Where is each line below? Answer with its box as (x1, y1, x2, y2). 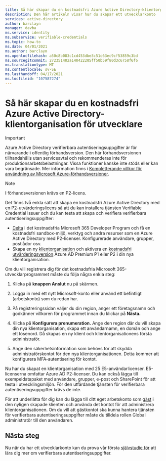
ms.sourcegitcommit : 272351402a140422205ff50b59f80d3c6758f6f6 (5, 58, 138, 63)
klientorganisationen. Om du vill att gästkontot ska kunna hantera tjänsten (5, 407, 155, 413)
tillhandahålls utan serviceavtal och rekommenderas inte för (5, 155, 127, 161)
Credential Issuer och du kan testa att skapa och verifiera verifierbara (5, 210, 147, 216)
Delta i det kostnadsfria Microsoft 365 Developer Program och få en (12, 225, 151, 230)
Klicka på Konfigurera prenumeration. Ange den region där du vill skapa (12, 320, 161, 326)
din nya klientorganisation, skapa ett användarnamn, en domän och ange (12, 325, 161, 331)
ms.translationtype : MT (5, 62, 54, 67)
